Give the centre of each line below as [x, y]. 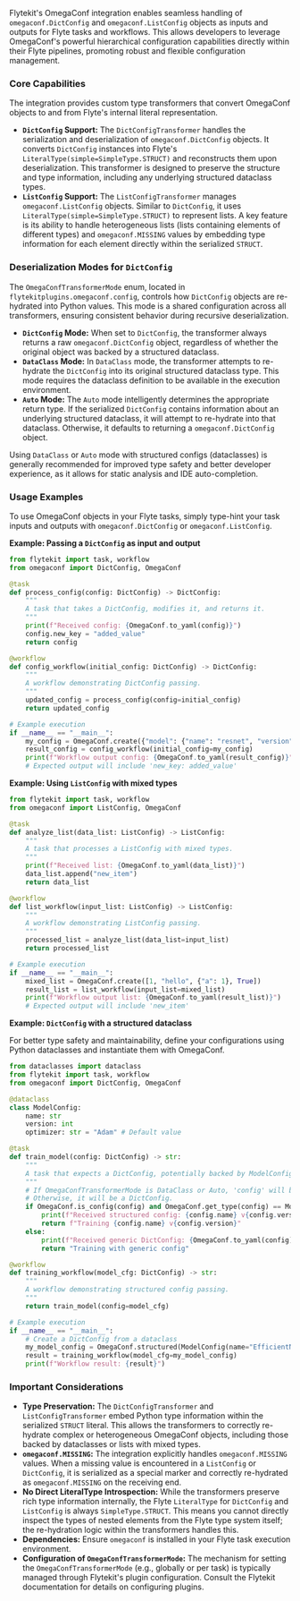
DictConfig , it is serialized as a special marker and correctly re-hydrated [155, 1473]
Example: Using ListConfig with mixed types [93, 783]
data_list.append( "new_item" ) [82, 874]
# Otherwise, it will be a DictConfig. [100, 1198]
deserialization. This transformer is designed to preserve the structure [151, 168]
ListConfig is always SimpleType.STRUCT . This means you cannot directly [155, 1511]
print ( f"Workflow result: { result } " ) [96, 1364]
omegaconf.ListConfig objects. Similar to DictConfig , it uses [132, 206]
